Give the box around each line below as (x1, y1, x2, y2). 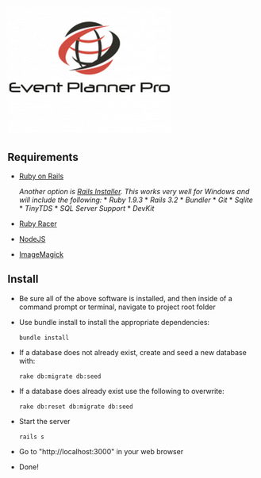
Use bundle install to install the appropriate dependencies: (18, 317, 210, 327)
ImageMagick (18, 250, 64, 259)
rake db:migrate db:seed (18, 372, 102, 380)
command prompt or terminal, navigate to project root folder (18, 302, 216, 312)
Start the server (18, 416, 71, 426)
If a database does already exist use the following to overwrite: (18, 386, 225, 396)
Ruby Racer (18, 219, 57, 228)
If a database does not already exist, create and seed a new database (18, 347, 247, 357)
